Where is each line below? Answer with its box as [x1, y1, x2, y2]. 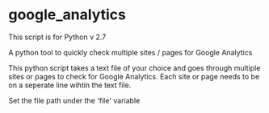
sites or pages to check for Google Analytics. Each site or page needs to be [8, 71, 260, 81]
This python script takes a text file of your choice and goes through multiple [8, 63, 261, 73]
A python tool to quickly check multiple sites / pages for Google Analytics [8, 47, 253, 57]
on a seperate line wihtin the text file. [8, 80, 132, 90]
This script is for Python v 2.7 [8, 32, 107, 42]
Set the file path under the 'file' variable [8, 95, 141, 105]
